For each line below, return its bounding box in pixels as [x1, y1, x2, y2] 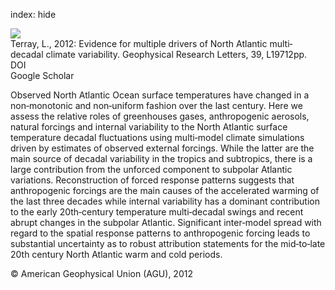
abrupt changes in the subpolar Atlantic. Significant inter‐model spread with [10, 217, 322, 228]
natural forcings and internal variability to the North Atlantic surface [10, 121, 288, 133]
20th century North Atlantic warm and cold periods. [10, 249, 223, 260]
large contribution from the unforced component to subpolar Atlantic [10, 164, 293, 175]
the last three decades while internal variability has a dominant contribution [10, 195, 320, 207]
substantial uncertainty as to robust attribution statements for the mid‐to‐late [10, 238, 326, 249]
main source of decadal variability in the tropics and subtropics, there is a [10, 153, 313, 164]
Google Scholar [10, 70, 75, 81]
